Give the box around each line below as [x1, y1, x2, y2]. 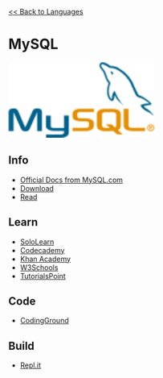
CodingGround [19, 316, 70, 326]
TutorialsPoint [19, 271, 66, 280]
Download [19, 183, 55, 193]
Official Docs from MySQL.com [19, 175, 123, 185]
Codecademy [19, 245, 65, 255]
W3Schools [19, 262, 59, 272]
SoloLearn [19, 237, 55, 247]
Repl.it [19, 360, 42, 370]
